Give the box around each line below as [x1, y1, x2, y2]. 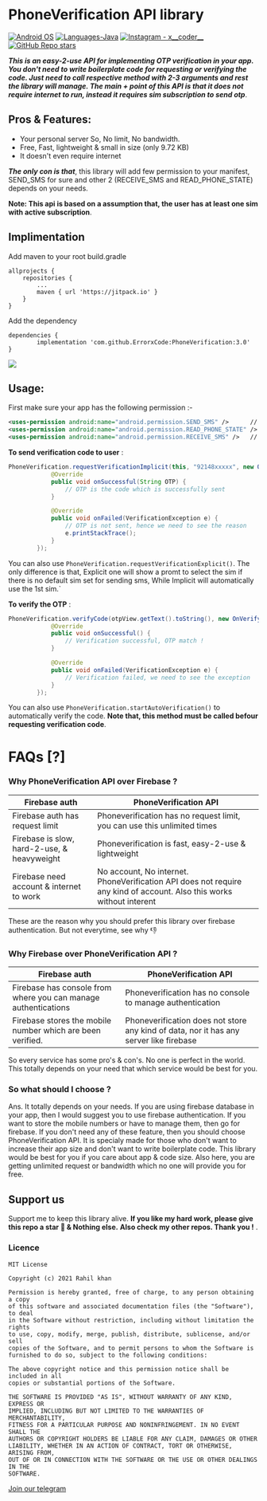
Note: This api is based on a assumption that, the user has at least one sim [8, 198, 258, 208]
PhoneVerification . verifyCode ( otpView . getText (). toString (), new [8, 615, 229, 623]
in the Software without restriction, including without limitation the [8, 1316, 254, 1324]
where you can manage [12, 992, 100, 1004]
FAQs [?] [8, 748, 66, 766]
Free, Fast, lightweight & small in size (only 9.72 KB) [19, 142, 189, 152]
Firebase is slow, [12, 833, 75, 844]
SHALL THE [8, 1428, 41, 1436]
